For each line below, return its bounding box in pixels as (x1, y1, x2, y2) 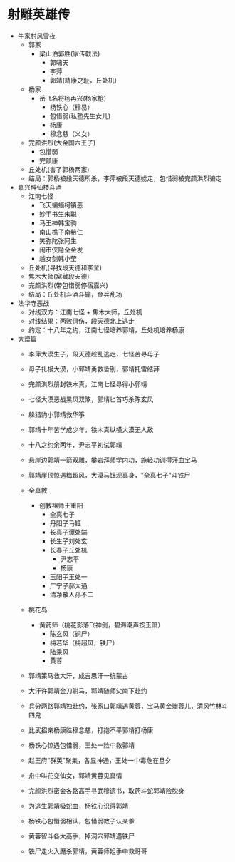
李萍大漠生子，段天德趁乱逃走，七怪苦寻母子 (28, 349, 160, 358)
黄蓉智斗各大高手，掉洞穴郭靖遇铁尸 (28, 831, 135, 840)
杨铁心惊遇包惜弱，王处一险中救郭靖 (28, 741, 135, 749)
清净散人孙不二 (49, 590, 94, 599)
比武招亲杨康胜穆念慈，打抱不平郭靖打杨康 (28, 725, 154, 734)
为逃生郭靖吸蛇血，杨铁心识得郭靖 (28, 801, 129, 810)
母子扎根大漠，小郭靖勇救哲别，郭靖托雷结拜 (28, 364, 160, 373)
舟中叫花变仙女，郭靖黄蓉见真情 (28, 771, 122, 779)
